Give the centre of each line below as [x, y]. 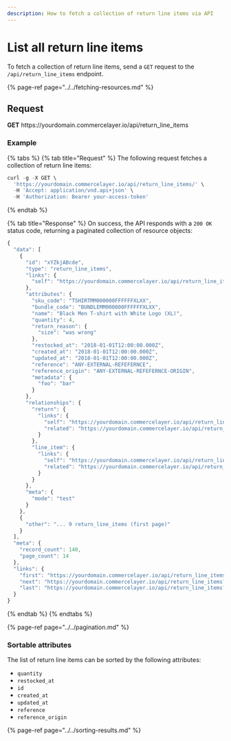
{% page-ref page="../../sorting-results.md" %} [74, 730]
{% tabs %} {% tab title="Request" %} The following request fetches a [107, 158]
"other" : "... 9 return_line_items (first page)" [98, 524]
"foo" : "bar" [56, 384]
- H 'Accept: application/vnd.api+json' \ [74, 191]
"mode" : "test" [54, 499]
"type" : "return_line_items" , [68, 269]
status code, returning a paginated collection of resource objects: [100, 231]
